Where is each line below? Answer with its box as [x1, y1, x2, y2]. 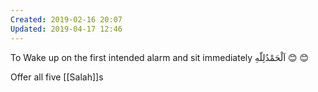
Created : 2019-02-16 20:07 [10, 14, 123, 25]
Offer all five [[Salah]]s [10, 71, 104, 83]
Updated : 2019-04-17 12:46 [10, 24, 123, 34]
